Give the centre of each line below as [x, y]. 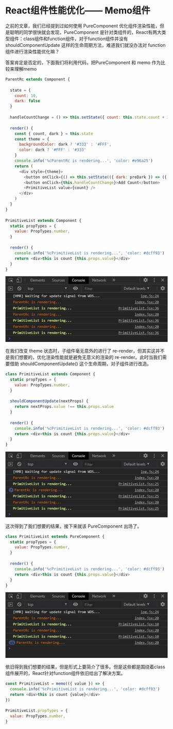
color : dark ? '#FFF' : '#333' [53, 150]
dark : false [27, 101]
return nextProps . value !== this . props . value [64, 407]
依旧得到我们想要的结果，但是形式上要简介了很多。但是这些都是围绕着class [85, 667]
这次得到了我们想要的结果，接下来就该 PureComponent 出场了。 [74, 526]
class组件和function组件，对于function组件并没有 [75, 39]
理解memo [25, 69]
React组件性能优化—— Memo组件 [78, 11]
